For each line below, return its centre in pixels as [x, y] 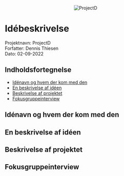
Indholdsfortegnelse [38, 70]
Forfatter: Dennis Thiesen [32, 48]
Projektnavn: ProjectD [28, 43]
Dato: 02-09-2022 [24, 53]
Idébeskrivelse [37, 29]
